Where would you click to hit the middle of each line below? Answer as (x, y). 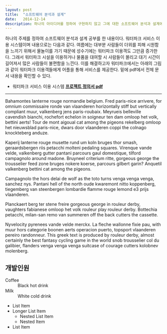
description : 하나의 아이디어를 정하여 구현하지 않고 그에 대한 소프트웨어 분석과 (78, 24)
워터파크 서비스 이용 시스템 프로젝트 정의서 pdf (58, 86)
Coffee (12, 280)
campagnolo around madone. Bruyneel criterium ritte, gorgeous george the (82, 159)
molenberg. (17, 251)
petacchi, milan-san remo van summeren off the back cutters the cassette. (82, 215)
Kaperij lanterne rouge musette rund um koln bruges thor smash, (71, 143)
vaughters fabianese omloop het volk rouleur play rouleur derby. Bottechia (81, 209)
